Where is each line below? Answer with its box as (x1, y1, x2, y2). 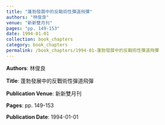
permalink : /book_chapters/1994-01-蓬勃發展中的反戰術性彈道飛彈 (6, 48, 159, 54)
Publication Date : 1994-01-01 (6, 113, 79, 120)
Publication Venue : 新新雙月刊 (6, 90, 82, 97)
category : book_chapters (6, 42, 68, 48)
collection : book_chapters (6, 36, 73, 42)
